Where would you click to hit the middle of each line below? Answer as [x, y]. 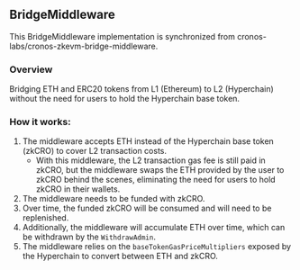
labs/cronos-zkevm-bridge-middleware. [84, 46]
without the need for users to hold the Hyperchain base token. [125, 99]
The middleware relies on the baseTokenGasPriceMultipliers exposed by [156, 247]
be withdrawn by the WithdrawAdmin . [89, 237]
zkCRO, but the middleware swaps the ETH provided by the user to [160, 170]
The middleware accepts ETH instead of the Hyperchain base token [148, 141]
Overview [31, 69]
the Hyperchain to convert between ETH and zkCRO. [120, 256]
